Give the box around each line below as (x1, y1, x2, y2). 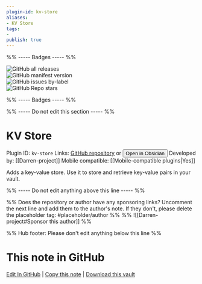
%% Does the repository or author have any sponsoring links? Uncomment (6, 198, 192, 205)
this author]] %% (49, 218, 92, 225)
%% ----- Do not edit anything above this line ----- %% (6, 187, 145, 194)
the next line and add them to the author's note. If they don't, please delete (6, 205, 192, 212)
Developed (168, 149, 196, 157)
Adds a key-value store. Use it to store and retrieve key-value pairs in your (6, 169, 191, 176)
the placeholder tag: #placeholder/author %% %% (6, 211, 133, 218)
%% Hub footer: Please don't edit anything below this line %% (6, 229, 162, 236)
